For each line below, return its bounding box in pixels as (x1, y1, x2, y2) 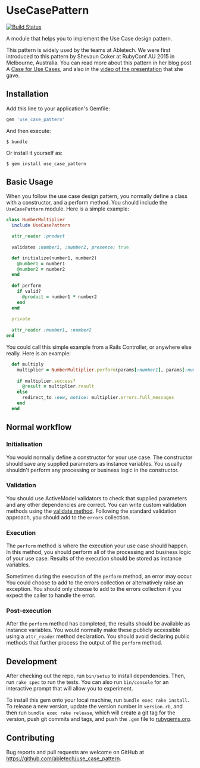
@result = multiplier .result (21, 383, 95, 389)
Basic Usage (6, 177, 54, 187)
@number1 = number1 (17, 261, 65, 267)
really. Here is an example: (6, 349, 71, 357)
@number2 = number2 (17, 266, 65, 272)
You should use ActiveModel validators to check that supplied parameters (6, 494, 187, 501)
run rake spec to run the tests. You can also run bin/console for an (6, 679, 169, 686)
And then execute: (6, 127, 51, 134)
